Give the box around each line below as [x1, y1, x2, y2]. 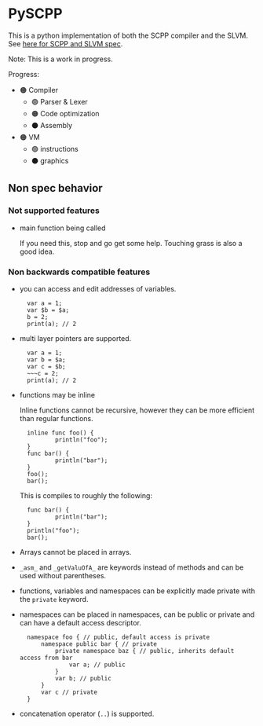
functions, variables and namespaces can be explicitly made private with [19, 586, 255, 596]
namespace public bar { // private [40, 640, 157, 648]
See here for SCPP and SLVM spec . [8, 38, 123, 48]
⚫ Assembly [31, 120, 73, 130]
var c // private [40, 688, 98, 696]
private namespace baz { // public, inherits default [54, 647, 235, 654]
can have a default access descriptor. [19, 618, 141, 627]
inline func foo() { [27, 429, 94, 437]
